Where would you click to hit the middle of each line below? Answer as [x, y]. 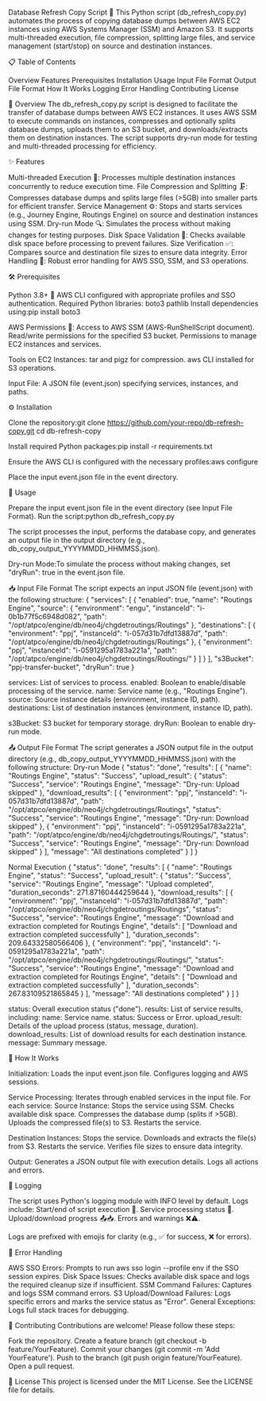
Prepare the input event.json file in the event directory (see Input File [120, 508]
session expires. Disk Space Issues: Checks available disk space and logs [129, 1276]
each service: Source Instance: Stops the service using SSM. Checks [121, 1106]
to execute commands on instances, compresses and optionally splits [122, 121]
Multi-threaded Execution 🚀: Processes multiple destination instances [122, 177]
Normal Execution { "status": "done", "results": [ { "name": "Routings [120, 867]
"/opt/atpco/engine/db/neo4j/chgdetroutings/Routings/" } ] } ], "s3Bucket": [131, 658]
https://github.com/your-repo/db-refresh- [175, 422]
